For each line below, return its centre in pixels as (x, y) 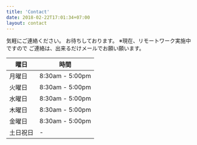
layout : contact (27, 23)
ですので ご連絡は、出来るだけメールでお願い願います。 (75, 48)
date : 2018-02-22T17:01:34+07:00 (48, 17)
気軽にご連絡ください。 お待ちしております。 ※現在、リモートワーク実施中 (99, 41)
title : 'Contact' (28, 12)
